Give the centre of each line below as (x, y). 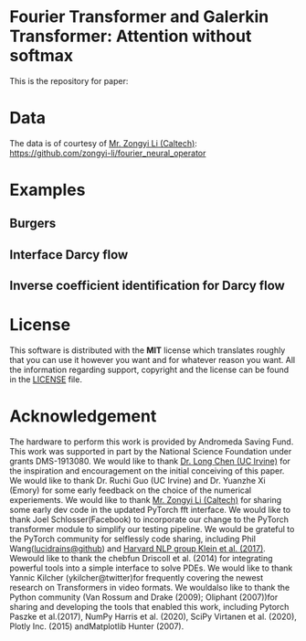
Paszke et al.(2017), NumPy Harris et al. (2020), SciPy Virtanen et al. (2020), (153, 617)
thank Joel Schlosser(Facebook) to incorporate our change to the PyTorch (149, 519)
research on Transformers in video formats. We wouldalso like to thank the (150, 588)
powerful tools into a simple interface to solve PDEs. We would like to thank (151, 568)
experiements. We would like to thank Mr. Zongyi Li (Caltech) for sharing (146, 500)
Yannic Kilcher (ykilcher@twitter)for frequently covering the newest (137, 578)
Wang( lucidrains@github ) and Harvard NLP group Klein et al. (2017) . (138, 549)
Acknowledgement (83, 417)
